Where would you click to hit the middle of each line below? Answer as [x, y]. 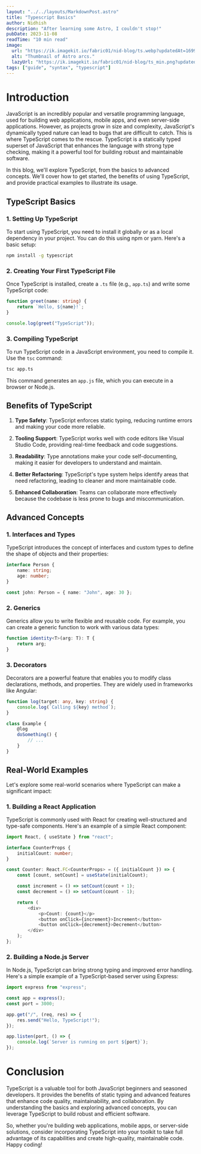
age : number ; [33, 576]
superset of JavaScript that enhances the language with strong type [90, 146]
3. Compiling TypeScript [42, 338]
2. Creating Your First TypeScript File [61, 271]
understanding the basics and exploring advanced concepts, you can [92, 1108]
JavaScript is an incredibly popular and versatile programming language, [96, 114]
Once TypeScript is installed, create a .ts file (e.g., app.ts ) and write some [98, 284]
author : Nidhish [26, 23]
